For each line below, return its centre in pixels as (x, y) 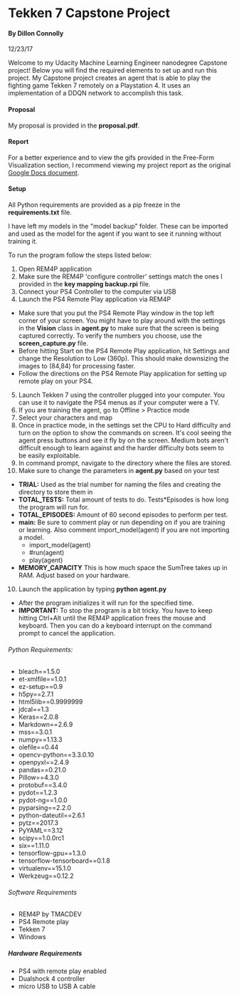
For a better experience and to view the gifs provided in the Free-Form (111, 157)
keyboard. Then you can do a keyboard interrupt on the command (115, 626)
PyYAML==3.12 (41, 831)
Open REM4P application (55, 269)
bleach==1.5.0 (39, 672)
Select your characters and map (65, 417)
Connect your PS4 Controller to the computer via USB (97, 291)
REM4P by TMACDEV (50, 914)
